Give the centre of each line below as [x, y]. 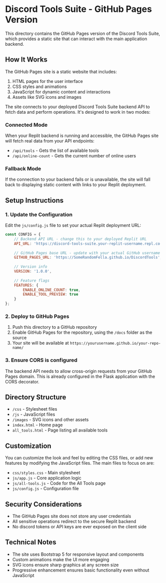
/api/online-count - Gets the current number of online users [74, 156]
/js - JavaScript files [34, 414]
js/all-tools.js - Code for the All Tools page [59, 483]
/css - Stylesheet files [35, 409]
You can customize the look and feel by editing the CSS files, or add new [79, 458]
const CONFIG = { [23, 234]
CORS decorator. [22, 381]
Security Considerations [44, 504]
